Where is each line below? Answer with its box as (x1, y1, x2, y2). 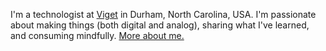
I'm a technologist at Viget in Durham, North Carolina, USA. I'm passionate (10, 9, 317, 20)
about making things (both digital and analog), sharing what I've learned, (10, 19, 310, 31)
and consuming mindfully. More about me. (10, 30, 185, 41)
